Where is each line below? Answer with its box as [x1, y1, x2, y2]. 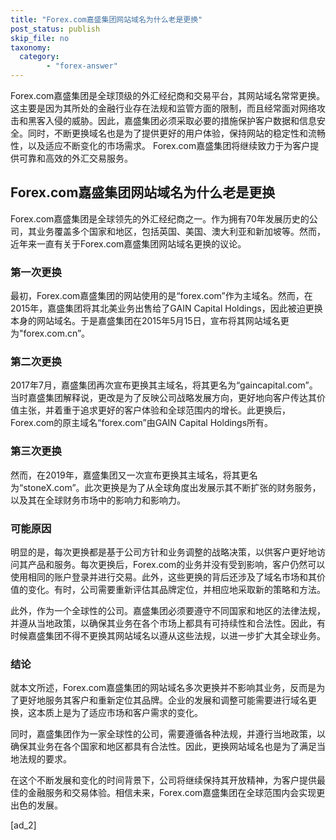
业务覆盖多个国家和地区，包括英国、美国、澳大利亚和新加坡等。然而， [36, 225, 326, 237]
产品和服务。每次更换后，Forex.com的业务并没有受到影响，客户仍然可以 [27, 559, 326, 570]
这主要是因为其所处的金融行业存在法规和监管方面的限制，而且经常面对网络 [10, 102, 317, 114]
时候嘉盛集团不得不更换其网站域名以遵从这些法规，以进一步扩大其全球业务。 [10, 630, 326, 641]
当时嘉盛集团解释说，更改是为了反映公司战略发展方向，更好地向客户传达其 [10, 392, 317, 404]
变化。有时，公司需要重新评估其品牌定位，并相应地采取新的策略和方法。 [27, 584, 326, 595]
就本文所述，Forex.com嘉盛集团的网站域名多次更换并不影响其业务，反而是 [10, 682, 317, 694]
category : [19, 52, 60, 62]
